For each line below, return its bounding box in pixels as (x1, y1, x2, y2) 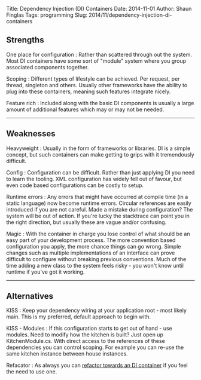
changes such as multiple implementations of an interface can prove (6, 249, 175, 256)
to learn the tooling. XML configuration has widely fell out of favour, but (6, 175, 182, 182)
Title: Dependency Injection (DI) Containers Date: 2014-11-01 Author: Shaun (6, 5, 192, 12)
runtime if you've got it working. (6, 268, 85, 275)
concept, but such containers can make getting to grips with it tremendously (6, 151, 194, 158)
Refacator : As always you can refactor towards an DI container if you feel (6, 361, 188, 369)
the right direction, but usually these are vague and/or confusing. (6, 218, 167, 226)
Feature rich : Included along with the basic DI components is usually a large (6, 99, 194, 106)
